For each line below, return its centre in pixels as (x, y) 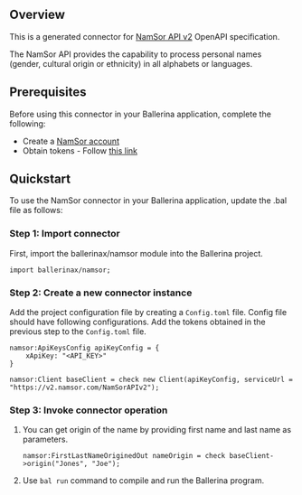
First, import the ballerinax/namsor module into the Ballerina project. (137, 253)
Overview (38, 15)
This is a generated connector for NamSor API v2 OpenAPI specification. (145, 36)
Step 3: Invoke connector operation (89, 410)
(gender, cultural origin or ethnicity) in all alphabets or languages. (131, 63)
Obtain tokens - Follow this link (80, 150)
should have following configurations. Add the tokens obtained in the (137, 322)
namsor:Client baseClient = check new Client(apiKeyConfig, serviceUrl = (151, 380)
